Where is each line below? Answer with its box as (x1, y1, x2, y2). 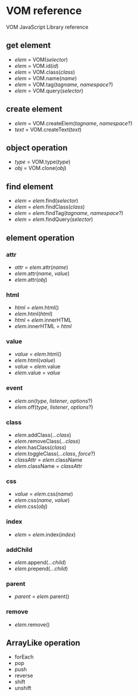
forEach (14, 653, 34, 660)
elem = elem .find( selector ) (14, 197, 79, 204)
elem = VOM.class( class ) (14, 69, 75, 76)
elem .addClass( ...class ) (14, 432, 71, 439)
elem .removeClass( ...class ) (14, 438, 81, 445)
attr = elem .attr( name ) (14, 264, 68, 271)
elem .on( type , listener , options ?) (14, 397, 93, 404)
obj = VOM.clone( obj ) (14, 165, 67, 172)
